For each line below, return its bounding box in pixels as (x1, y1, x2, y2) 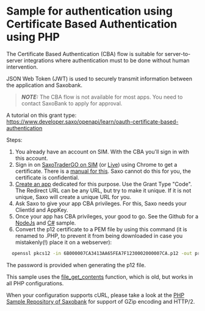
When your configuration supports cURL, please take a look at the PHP (6, 291, 185, 299)
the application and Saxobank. (6, 81, 83, 89)
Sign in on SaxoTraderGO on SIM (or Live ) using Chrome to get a (15, 161, 178, 168)
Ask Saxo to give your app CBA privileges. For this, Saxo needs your (15, 200, 187, 207)
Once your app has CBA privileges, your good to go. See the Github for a (15, 212, 199, 220)
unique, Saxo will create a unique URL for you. (15, 193, 132, 200)
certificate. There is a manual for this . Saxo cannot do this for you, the (15, 167, 191, 175)
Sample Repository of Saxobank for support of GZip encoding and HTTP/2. (6, 298, 195, 305)
